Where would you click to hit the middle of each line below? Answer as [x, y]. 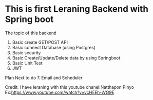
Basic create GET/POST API [40, 42]
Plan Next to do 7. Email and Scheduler [44, 78]
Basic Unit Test [27, 63]
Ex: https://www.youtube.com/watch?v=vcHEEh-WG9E [60, 92]
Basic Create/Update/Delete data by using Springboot [66, 58]
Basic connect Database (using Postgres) [54, 47]
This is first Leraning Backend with [77, 9]
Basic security [26, 53]
